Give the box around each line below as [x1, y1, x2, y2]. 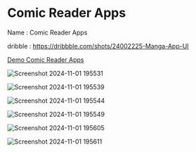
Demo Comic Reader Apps [7, 55, 84, 64]
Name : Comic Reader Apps [7, 28, 88, 37]
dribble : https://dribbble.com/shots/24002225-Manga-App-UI [7, 42, 189, 50]
